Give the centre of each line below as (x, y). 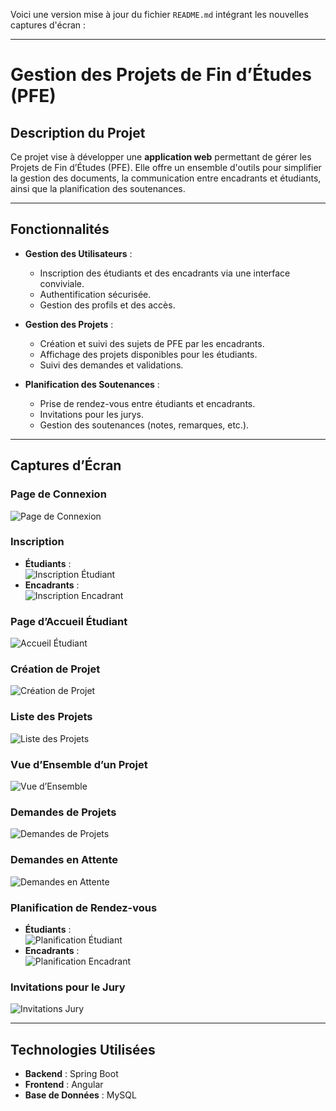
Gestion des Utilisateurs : (78, 253)
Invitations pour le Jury (68, 987)
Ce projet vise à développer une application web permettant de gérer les (161, 157)
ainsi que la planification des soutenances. (98, 188)
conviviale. (62, 283)
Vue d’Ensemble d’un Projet (79, 764)
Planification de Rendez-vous (84, 907)
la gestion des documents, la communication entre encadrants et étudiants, (166, 178)
